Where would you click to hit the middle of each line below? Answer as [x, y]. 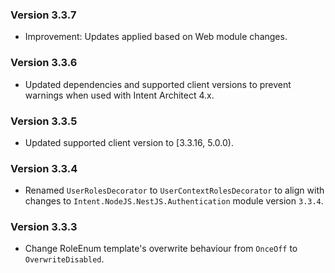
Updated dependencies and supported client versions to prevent [158, 84]
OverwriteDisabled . [64, 259]
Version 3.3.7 [43, 15]
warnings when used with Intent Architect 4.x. [119, 95]
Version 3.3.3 [44, 227]
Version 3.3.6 [44, 63]
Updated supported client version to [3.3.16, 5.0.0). [129, 142]
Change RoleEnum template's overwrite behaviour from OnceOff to [161, 249]
